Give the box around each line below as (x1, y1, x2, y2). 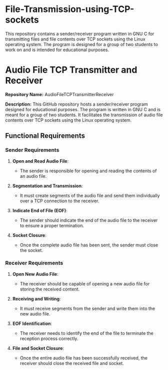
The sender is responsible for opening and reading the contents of (19, 168, 157, 174)
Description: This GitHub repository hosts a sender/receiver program (5, 101, 148, 107)
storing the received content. (19, 286, 80, 292)
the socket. (19, 247, 43, 253)
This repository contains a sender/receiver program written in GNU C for (5, 31, 154, 37)
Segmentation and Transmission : (12, 183, 83, 189)
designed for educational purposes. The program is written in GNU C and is (5, 106, 161, 112)
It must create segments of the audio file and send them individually (19, 192, 160, 198)
